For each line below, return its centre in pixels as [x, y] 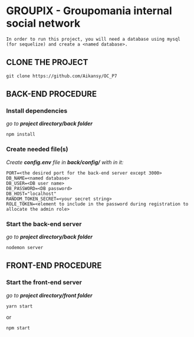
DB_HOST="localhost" [32, 194]
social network [43, 23]
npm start [18, 328]
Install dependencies [37, 111]
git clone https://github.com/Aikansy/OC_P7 [62, 76]
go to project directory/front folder [49, 295]
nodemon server [25, 248]
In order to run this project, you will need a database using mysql [93, 39]
